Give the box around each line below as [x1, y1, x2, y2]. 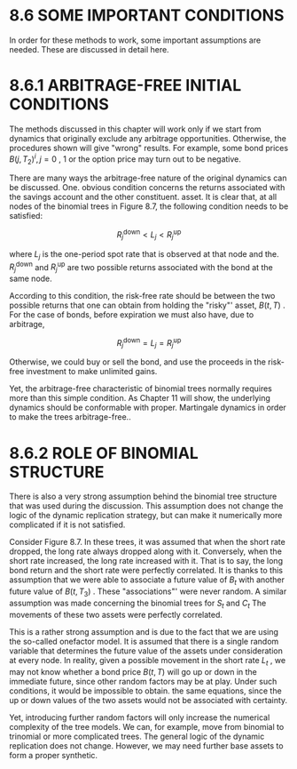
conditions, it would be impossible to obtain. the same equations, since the [9, 685, 282, 696]
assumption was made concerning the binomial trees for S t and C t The [9, 597, 267, 610]
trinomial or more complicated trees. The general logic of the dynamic [9, 731, 265, 741]
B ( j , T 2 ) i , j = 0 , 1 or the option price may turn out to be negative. [9, 152, 242, 166]
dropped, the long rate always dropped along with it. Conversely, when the [9, 546, 282, 557]
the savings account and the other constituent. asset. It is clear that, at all [9, 192, 277, 203]
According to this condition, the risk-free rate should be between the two [9, 291, 276, 301]
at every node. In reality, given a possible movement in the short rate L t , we [9, 654, 286, 668]
